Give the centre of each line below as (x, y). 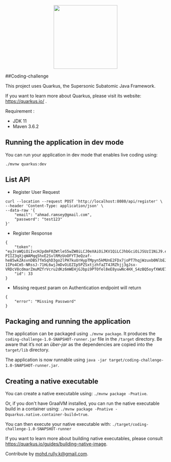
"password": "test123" (38, 219)
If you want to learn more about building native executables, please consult (84, 439)
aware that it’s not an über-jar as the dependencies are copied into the (79, 345)
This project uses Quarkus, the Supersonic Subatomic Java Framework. (80, 86)
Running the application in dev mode (64, 143)
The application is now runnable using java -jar (56, 360)
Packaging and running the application (68, 322)
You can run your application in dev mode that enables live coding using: (81, 155)
